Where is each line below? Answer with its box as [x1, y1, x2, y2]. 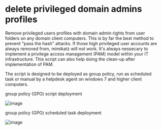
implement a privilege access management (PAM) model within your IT [5, 51, 149, 57]
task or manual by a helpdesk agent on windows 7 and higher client [5, 76, 142, 82]
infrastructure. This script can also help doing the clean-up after [5, 56, 135, 62]
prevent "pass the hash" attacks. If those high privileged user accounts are [5, 40, 158, 46]
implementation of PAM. [5, 61, 54, 67]
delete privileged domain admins [5, 3, 142, 15]
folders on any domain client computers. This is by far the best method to [5, 35, 154, 41]
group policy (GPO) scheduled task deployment [5, 109, 102, 116]
